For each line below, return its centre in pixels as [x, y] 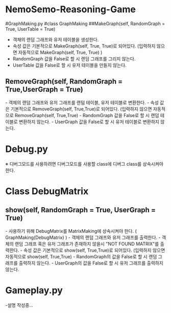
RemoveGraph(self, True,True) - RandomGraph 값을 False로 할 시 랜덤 [87, 115]
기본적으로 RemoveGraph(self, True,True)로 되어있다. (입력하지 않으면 [81, 109]
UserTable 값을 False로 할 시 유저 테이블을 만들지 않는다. [69, 65]
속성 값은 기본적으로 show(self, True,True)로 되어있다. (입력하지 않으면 [94, 250]
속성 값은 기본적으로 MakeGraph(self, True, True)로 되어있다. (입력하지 [84, 46]
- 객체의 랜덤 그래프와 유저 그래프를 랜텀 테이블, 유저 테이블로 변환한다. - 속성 [82, 102]
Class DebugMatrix [47, 191]
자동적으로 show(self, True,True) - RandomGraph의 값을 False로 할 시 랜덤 [81, 256]
